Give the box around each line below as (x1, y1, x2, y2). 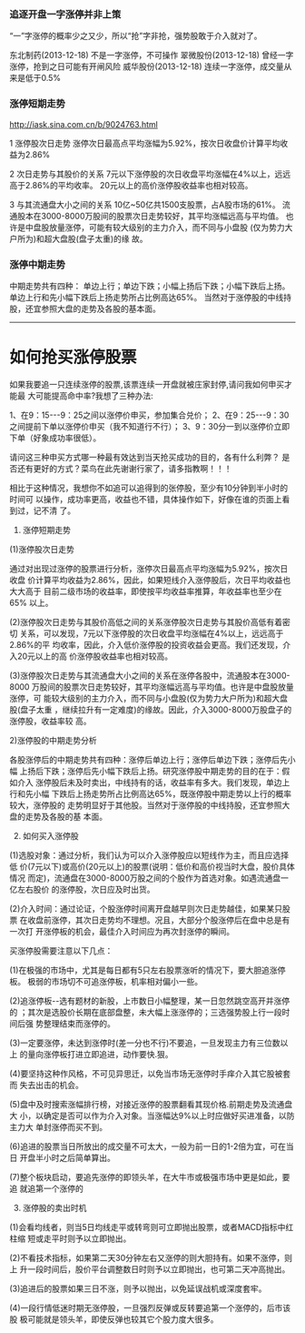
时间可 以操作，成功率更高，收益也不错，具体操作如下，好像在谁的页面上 (9, 493, 282, 504)
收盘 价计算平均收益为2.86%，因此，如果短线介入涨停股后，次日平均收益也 (9, 574, 291, 585)
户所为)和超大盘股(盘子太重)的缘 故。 (9, 233, 148, 244)
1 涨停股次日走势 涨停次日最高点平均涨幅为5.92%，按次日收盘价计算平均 (9, 137, 280, 148)
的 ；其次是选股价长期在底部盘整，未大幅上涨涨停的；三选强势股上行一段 (9, 1006, 282, 1017)
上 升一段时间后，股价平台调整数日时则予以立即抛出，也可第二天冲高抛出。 (9, 1263, 290, 1275)
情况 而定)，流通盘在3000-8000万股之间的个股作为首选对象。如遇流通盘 (9, 872, 281, 884)
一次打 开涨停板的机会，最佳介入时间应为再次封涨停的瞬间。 (9, 925, 234, 936)
